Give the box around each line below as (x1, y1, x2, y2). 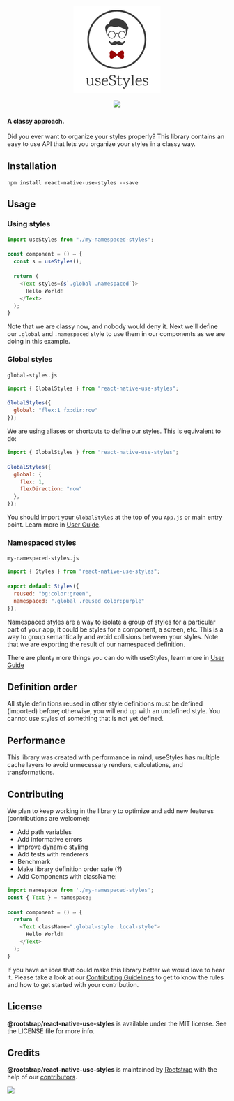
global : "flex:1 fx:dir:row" (13, 407, 98, 414)
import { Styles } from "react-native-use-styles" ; (7, 568, 160, 575)
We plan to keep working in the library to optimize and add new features (7, 806, 214, 815)
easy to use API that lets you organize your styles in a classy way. (7, 140, 196, 148)
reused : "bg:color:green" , (13, 590, 92, 597)
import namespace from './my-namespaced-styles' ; (7, 887, 155, 894)
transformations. (7, 768, 55, 777)
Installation (7, 160, 57, 172)
